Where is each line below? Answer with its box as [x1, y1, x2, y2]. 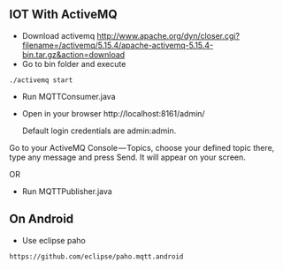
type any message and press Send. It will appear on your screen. [9, 152, 246, 162]
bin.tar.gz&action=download [21, 49, 126, 60]
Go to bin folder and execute [21, 58, 126, 69]
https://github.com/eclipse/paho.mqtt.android [9, 251, 184, 261]
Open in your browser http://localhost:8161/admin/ [21, 108, 205, 118]
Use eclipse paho [21, 235, 86, 245]
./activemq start [9, 75, 73, 85]
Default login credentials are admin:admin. [21, 125, 177, 136]
